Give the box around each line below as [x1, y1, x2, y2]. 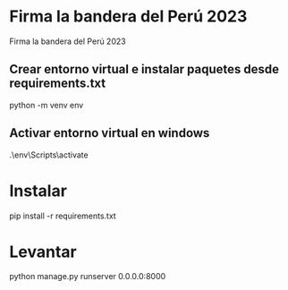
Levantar [9, 242, 78, 261]
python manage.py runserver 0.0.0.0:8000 [9, 271, 166, 282]
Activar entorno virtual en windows [9, 125, 210, 141]
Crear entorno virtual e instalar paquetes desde [9, 62, 280, 77]
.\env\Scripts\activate [9, 149, 89, 160]
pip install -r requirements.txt [9, 210, 116, 221]
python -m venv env [9, 99, 84, 110]
